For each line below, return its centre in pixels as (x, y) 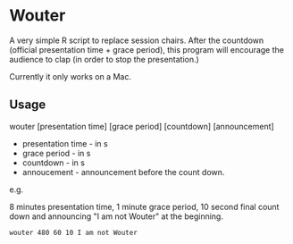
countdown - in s (53, 163)
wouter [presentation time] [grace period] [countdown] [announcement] (142, 126)
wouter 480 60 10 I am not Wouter (74, 232)
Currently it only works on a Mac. (71, 76)
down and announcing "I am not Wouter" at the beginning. (116, 216)
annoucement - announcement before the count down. (123, 172)
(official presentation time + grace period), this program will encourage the (146, 49)
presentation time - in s (65, 143)
